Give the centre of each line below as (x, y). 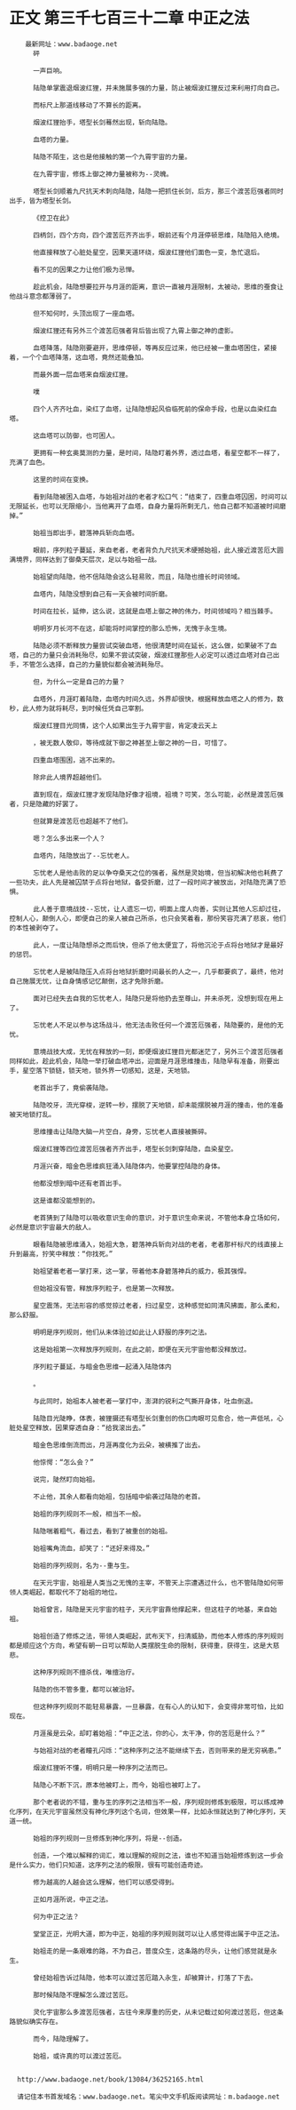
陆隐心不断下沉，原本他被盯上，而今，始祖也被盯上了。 (119, 1785)
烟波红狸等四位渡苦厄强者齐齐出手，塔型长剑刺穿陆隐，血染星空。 (135, 1149)
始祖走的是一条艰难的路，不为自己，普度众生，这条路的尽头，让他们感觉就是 (152, 1951)
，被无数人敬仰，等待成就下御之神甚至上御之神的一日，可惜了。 (132, 743)
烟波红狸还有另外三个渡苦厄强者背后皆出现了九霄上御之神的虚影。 (135, 331)
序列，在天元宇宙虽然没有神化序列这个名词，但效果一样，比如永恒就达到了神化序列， (148, 1811)
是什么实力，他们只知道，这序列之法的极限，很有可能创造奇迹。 (108, 1865)
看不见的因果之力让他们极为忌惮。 (86, 269)
